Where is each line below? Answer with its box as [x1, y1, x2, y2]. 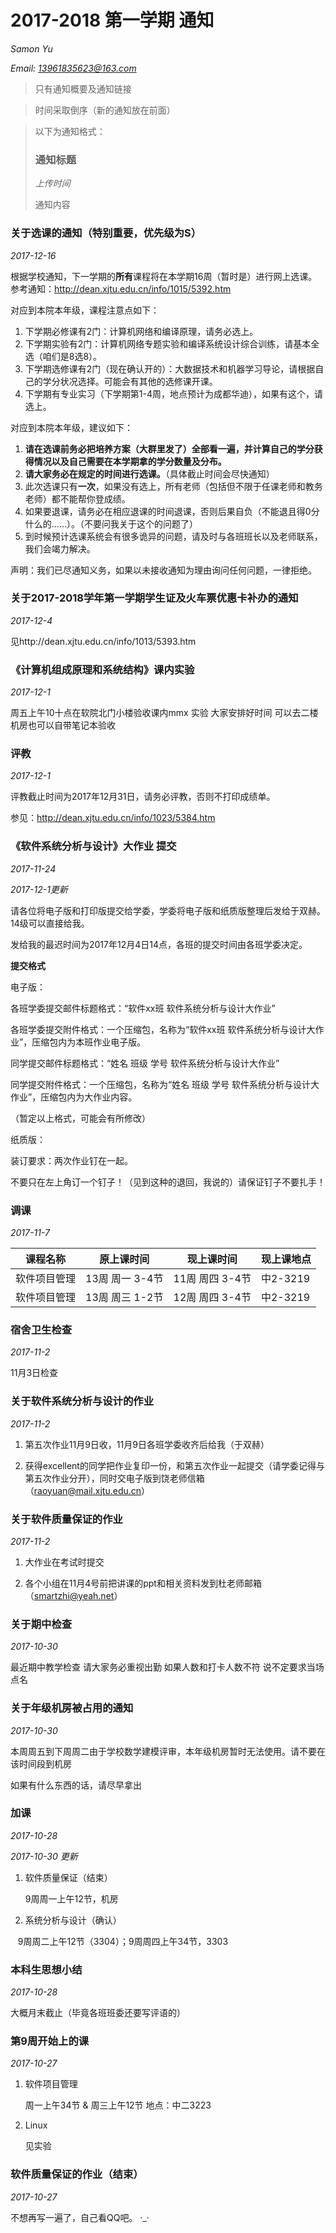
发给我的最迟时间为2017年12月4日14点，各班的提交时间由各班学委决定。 [10, 938, 308, 950]
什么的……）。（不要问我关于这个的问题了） [24, 517, 198, 530]
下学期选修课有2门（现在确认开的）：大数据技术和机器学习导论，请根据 [24, 362, 316, 375]
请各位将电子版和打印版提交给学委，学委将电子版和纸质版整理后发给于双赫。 [10, 904, 326, 916]
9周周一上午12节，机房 [24, 1892, 119, 1905]
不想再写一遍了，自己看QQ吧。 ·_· [10, 2211, 150, 2223]
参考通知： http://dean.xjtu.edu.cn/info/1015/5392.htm [10, 282, 232, 295]
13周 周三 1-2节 [85, 1291, 164, 1305]
